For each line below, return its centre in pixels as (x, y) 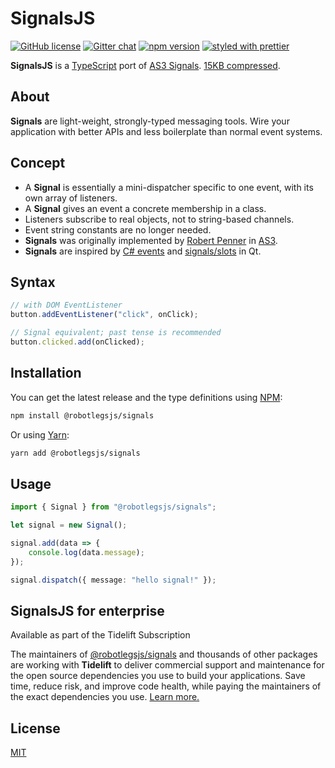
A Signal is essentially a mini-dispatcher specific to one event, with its (169, 187)
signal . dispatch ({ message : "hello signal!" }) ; (113, 580)
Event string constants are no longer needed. (118, 229)
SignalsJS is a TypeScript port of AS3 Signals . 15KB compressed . (145, 65)
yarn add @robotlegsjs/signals (75, 453)
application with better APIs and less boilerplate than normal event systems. (166, 131)
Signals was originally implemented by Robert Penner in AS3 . (151, 240)
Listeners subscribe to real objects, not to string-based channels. (159, 219)
